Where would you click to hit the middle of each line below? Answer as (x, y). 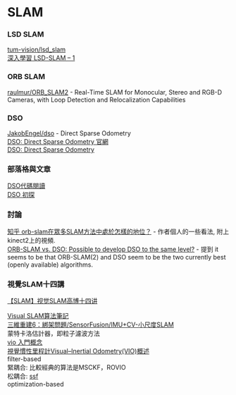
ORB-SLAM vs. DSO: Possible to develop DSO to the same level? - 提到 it (113, 249)
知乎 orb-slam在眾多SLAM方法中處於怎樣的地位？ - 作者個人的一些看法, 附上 (118, 231)
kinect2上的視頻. (31, 240)
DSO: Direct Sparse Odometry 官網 (58, 142)
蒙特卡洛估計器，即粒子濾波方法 (54, 333)
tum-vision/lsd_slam (36, 49)
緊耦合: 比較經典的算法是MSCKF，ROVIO (67, 367)
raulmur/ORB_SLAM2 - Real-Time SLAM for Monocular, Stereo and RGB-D (115, 92)
